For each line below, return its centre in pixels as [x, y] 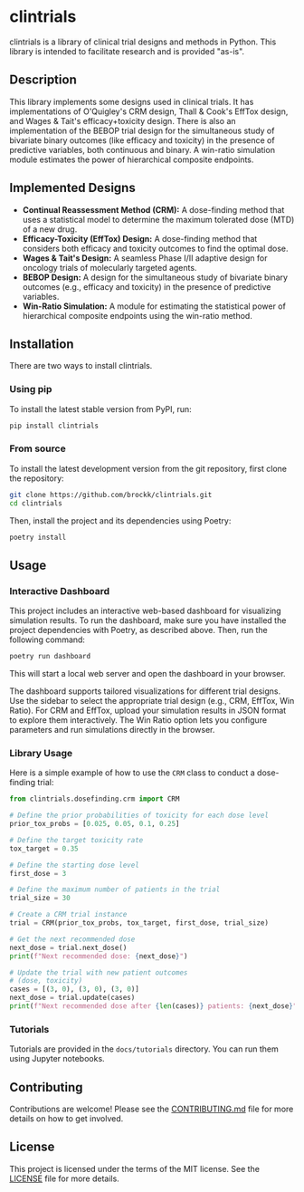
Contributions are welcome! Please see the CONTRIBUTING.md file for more [152, 1109]
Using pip [31, 389]
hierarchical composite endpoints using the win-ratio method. [138, 315]
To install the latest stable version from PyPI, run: [100, 409]
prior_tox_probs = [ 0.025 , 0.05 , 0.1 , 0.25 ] [95, 824]
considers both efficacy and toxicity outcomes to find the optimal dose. [155, 248]
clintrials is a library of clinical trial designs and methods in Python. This [143, 42]
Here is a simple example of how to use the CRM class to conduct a [132, 773]
